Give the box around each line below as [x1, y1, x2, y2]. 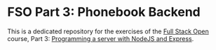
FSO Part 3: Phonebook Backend [7, 4, 201, 20]
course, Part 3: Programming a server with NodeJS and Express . [7, 34, 194, 42]
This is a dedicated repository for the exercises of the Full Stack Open [7, 27, 209, 35]
